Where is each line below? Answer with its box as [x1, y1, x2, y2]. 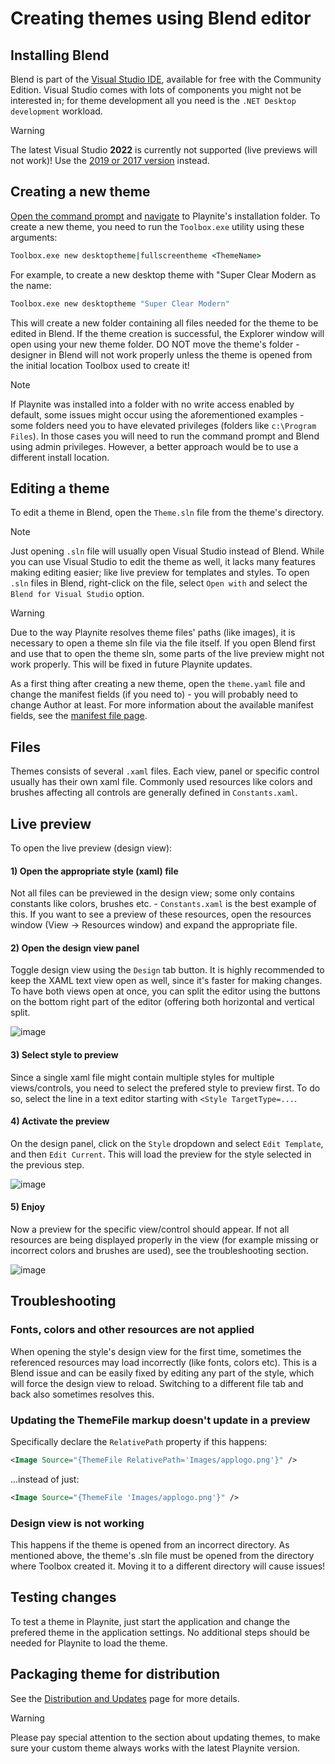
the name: [10, 279, 52, 291]
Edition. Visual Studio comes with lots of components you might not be [10, 84, 302, 96]
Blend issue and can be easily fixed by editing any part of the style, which [10, 1367, 315, 1379]
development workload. [10, 105, 103, 117]
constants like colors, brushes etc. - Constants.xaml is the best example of [10, 898, 317, 910]
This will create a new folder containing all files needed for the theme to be [10, 317, 319, 329]
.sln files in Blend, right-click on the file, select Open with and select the [10, 577, 308, 589]
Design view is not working [10, 1516, 145, 1530]
